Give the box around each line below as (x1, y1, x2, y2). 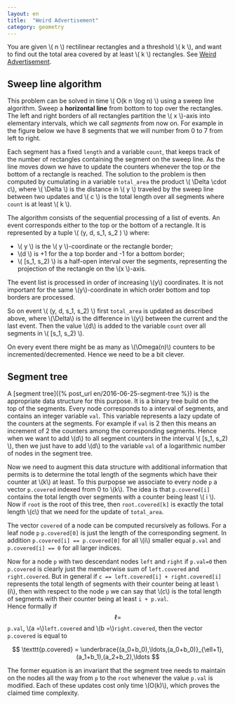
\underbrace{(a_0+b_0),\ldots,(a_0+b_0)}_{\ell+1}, (80, 645, 224, 653)
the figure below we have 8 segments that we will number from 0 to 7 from (7, 127, 223, 135)
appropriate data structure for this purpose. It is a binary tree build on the (7, 397, 219, 405)
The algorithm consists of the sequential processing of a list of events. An (7, 214, 220, 222)
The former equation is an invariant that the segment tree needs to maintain (7, 666, 226, 674)
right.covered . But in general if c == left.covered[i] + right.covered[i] (7, 572, 222, 580)
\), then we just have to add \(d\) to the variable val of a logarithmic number (7, 442, 226, 450)
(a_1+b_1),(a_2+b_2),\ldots (76, 653, 151, 661)
